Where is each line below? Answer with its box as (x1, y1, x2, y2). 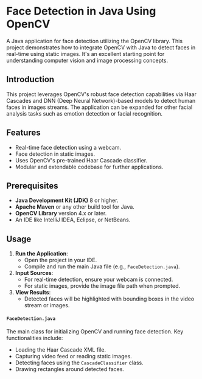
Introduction (6, 74, 55, 85)
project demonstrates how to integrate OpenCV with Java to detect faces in (6, 44, 196, 51)
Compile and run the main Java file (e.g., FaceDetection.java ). (24, 263, 181, 270)
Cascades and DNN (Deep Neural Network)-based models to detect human (6, 97, 196, 104)
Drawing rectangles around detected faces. (15, 366, 125, 373)
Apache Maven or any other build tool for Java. (15, 203, 135, 210)
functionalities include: (6, 335, 63, 342)
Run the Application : (15, 250, 68, 257)
